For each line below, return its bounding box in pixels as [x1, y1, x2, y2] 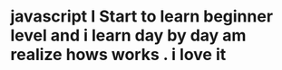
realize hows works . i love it [10, 45, 227, 65]
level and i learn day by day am [10, 25, 247, 46]
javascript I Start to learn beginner [10, 6, 274, 27]
